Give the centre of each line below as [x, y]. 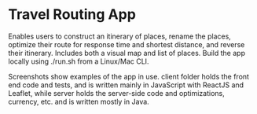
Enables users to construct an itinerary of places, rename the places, [120, 36]
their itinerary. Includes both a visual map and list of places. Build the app [127, 53]
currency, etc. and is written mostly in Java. [79, 101]
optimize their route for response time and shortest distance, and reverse [127, 44]
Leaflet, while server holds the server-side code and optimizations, [117, 93]
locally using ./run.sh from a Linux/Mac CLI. [79, 61]
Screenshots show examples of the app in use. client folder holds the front [129, 76]
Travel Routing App [72, 15]
